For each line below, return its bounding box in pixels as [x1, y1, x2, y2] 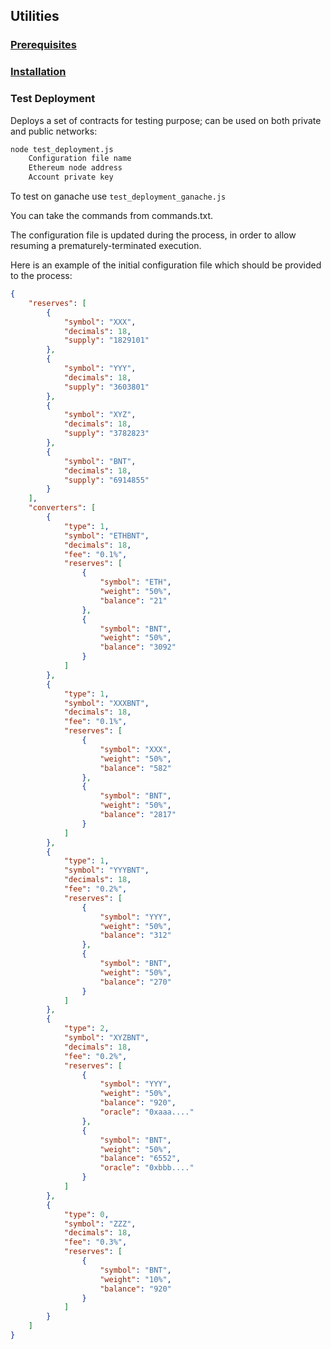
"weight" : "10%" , [99, 1274, 172, 1284]
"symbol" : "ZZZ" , [63, 1219, 137, 1229]
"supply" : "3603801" [63, 382, 150, 392]
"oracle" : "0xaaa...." [99, 1107, 195, 1118]
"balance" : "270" [99, 977, 172, 987]
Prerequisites [10, 38, 77, 52]
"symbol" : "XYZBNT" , [63, 1033, 150, 1043]
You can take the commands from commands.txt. [10, 210, 214, 222]
